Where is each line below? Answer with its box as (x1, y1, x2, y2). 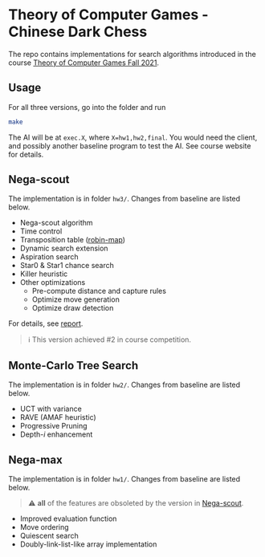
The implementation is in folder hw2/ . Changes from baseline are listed (8, 380, 241, 390)
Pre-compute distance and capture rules (31, 287, 167, 296)
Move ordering (19, 522, 70, 532)
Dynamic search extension (19, 243, 108, 254)
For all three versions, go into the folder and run (8, 102, 166, 112)
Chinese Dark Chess (8, 22, 148, 41)
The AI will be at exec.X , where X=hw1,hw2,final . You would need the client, (8, 132, 258, 142)
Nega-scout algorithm (19, 218, 94, 228)
